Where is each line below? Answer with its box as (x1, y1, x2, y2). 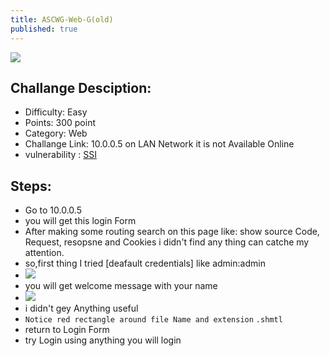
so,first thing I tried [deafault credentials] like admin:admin (24, 257, 266, 270)
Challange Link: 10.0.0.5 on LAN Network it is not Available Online (24, 138, 295, 150)
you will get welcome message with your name (24, 280, 218, 292)
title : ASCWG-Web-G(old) (10, 14, 114, 25)
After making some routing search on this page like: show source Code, (24, 226, 320, 238)
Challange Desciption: (10, 79, 152, 96)
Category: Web (24, 127, 88, 140)
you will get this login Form (24, 215, 137, 227)
